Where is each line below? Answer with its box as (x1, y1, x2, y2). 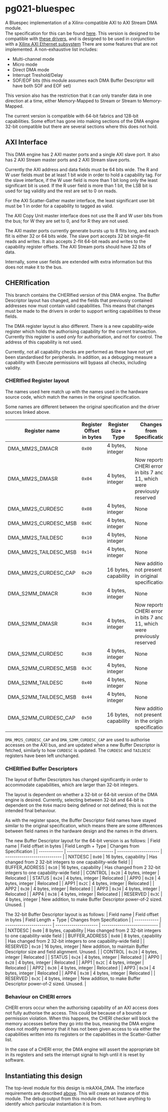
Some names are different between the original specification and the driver (5, 404, 160, 410)
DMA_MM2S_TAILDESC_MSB (7, 548, 76, 555)
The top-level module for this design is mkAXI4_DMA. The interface (5, 1085, 144, 1091)
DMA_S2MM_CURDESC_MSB (7, 665, 76, 672)
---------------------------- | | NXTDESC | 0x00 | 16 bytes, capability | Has (5, 854, 157, 860)
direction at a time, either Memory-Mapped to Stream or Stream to (5, 97, 142, 103)
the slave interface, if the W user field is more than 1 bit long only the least (5, 177, 158, 183)
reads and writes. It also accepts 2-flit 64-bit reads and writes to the (5, 238, 146, 244)
